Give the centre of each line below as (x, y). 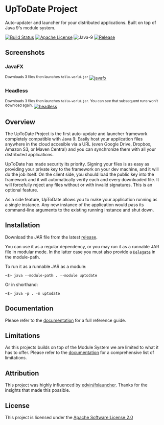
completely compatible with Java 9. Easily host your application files (74, 139)
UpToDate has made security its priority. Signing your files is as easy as (77, 164)
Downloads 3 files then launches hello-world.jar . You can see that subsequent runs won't (82, 101)
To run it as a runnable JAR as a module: (46, 266)
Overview (20, 122)
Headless (17, 91)
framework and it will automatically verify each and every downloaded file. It (82, 180)
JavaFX (14, 67)
